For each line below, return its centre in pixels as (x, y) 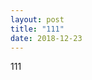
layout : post (37, 19)
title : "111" (37, 29)
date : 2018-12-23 (46, 38)
